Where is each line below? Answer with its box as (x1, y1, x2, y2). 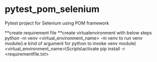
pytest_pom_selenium (5, 3, 99, 15)
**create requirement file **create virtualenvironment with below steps (5, 29, 152, 35)
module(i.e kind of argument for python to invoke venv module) (5, 40, 136, 46)
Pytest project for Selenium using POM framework (5, 20, 110, 26)
